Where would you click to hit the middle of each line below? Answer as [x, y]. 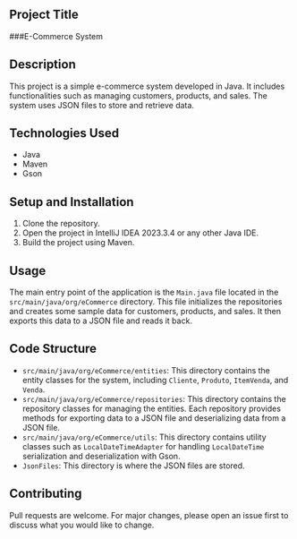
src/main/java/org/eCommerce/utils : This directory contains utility [144, 437]
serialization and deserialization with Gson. [101, 456]
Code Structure [53, 349]
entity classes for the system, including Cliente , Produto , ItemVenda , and [155, 380]
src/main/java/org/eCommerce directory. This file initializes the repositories [146, 302]
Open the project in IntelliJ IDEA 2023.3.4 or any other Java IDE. [140, 233]
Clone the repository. [61, 224]
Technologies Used [64, 133]
